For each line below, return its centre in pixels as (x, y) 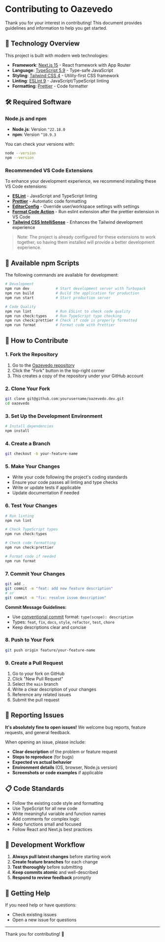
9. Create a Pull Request (34, 663)
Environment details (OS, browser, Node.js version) (65, 767)
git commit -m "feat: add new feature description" (59, 589)
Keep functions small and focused (47, 824)
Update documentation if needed (46, 493)
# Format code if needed (30, 556)
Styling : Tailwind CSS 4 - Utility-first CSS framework (66, 76)
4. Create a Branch (28, 443)
